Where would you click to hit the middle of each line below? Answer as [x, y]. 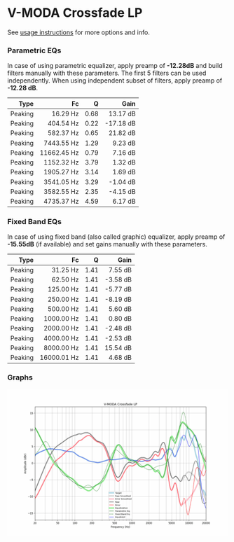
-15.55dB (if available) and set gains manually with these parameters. [108, 244]
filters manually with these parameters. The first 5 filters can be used [107, 73]
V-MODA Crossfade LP [75, 13]
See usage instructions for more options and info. [79, 32]
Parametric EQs [34, 50]
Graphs [20, 377]
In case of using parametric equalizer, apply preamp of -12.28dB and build [115, 66]
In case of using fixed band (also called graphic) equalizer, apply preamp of [116, 237]
